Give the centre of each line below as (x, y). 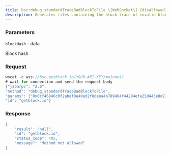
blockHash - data (22, 43)
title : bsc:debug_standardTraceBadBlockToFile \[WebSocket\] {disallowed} (86, 10)
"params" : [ (18, 96)
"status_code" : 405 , (36, 138)
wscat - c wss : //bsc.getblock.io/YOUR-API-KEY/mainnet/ (65, 77)
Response (18, 114)
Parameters (20, 33)
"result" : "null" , (34, 129)
